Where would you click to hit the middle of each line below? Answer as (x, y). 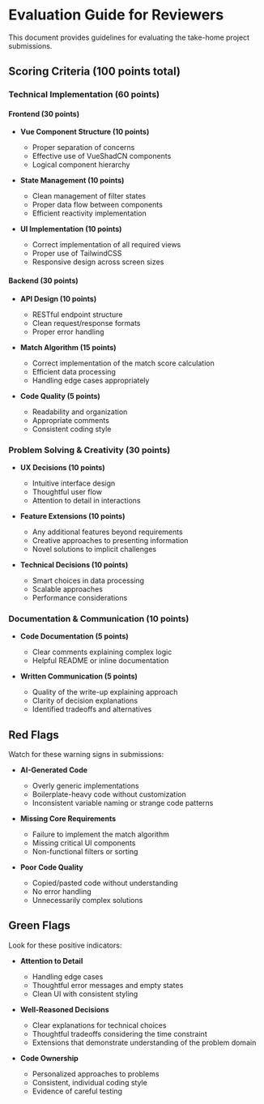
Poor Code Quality (51, 867)
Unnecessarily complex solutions (87, 901)
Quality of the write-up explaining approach (105, 692)
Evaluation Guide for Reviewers (116, 15)
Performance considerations (80, 597)
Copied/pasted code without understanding (105, 883)
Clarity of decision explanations (85, 701)
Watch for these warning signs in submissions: (86, 755)
